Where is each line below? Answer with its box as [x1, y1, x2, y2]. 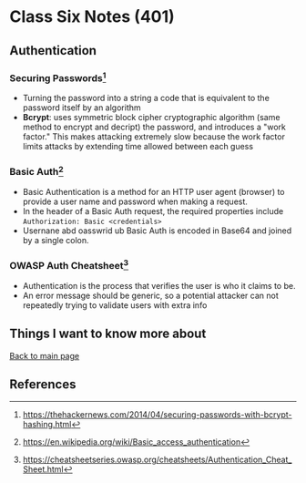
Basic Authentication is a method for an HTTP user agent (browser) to [22, 187, 285, 198]
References [9, 376, 76, 393]
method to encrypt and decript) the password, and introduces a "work [22, 121, 287, 133]
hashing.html [22, 419, 72, 430]
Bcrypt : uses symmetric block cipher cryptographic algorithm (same [22, 112, 280, 123]
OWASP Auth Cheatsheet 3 [9, 258, 129, 272]
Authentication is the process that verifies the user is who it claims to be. [22, 280, 296, 291]
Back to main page [9, 350, 80, 361]
